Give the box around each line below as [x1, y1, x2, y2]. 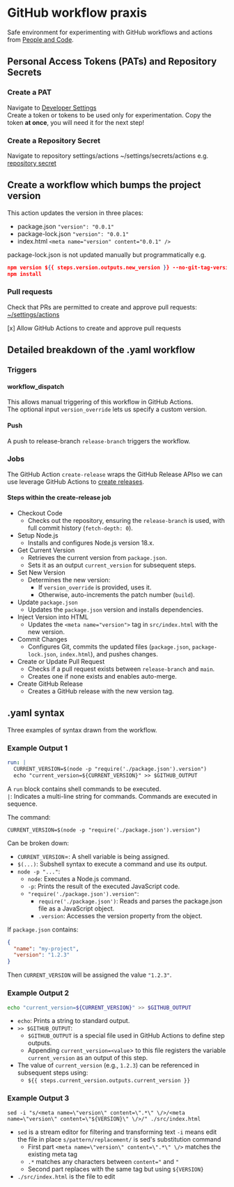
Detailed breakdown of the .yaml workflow [7, 344, 196, 356]
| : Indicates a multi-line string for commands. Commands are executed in [7, 792, 218, 800]
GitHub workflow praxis [7, 5, 148, 21]
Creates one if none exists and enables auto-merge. [27, 672, 178, 680]
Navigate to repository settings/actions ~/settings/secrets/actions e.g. [7, 152, 209, 160]
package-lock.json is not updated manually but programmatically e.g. [7, 250, 207, 259]
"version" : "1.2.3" [13, 952, 70, 959]
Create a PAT [7, 87, 52, 97]
